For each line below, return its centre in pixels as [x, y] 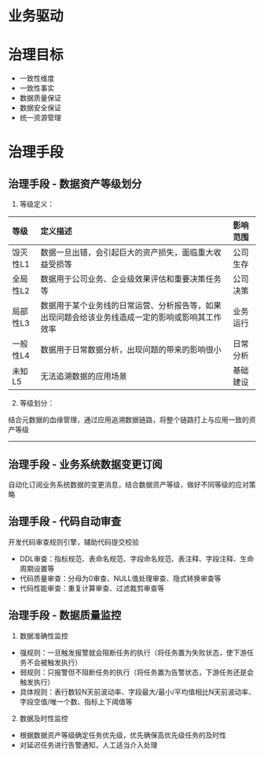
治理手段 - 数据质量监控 [65, 615]
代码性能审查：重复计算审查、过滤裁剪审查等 [92, 588]
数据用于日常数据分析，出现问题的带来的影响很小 [131, 350]
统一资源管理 [40, 118]
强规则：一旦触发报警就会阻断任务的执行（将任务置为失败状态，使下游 [133, 652]
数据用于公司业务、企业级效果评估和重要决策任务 [131, 279]
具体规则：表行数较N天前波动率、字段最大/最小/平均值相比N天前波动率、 [137, 692]
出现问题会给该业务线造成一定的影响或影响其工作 [131, 318]
